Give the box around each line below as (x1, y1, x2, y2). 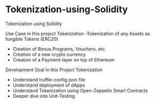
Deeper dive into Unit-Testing (12, 93, 75, 99)
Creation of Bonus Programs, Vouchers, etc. (12, 46, 106, 52)
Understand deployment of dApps (12, 82, 85, 88)
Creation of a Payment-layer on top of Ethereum (12, 56, 114, 63)
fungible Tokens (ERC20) (5, 36, 59, 42)
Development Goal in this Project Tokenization (5, 67, 103, 73)
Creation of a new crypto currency (12, 51, 86, 57)
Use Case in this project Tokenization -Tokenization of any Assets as (5, 30, 150, 36)
